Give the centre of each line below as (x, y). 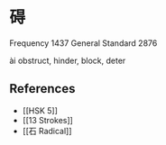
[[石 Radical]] (47, 131)
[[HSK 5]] (40, 110)
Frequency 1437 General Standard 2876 (83, 43)
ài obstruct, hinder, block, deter (68, 60)
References (42, 89)
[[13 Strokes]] (48, 120)
